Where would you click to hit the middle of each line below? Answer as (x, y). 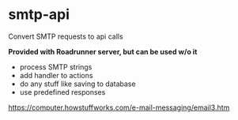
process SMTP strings (56, 67)
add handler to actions (56, 75)
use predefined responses (62, 92)
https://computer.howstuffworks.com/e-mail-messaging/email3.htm (119, 107)
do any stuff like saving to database (77, 84)
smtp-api (39, 15)
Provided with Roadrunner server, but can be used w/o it (103, 51)
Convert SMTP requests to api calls (66, 36)
